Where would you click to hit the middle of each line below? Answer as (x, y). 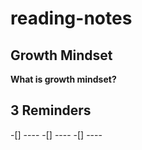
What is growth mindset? (63, 79)
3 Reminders (51, 110)
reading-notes (71, 18)
